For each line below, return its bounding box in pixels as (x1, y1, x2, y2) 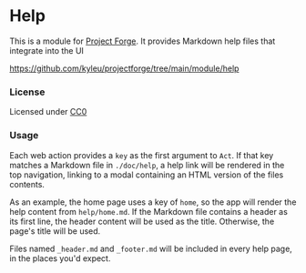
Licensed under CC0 (9, 106, 87, 117)
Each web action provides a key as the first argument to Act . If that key (9, 149, 274, 160)
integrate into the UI (9, 45, 85, 56)
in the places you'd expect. (9, 252, 111, 264)
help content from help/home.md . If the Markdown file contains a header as (9, 206, 289, 217)
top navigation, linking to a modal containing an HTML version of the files (9, 169, 284, 180)
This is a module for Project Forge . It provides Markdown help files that (9, 35, 276, 46)
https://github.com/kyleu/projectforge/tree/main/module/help (9, 63, 240, 74)
